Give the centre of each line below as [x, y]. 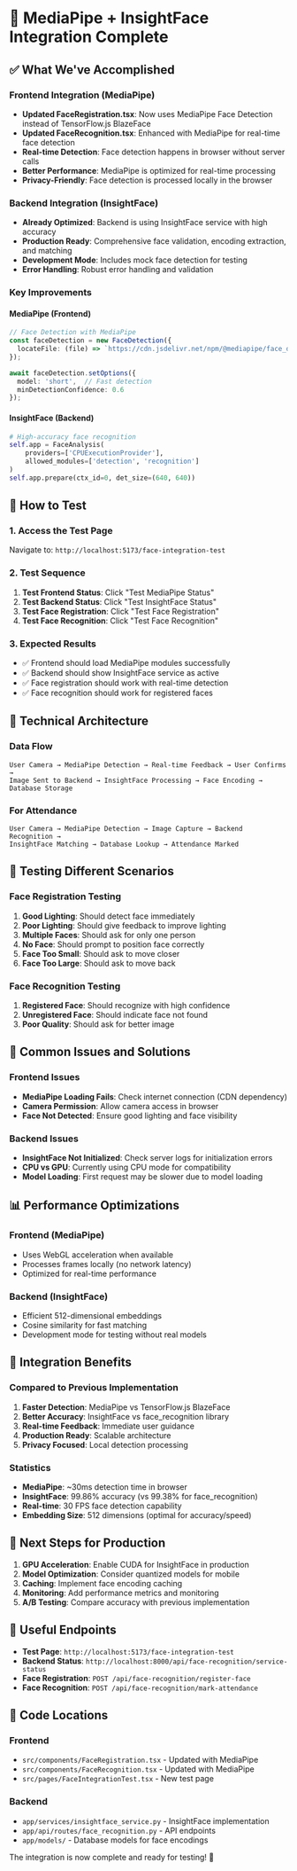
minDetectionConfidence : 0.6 [71, 389]
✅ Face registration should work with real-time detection [125, 683]
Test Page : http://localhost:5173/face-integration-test [128, 1651]
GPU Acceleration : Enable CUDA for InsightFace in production [135, 1564]
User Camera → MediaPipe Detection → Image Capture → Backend [126, 829]
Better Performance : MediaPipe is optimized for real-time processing [148, 170]
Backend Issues [44, 1139]
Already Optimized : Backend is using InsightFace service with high [145, 223]
